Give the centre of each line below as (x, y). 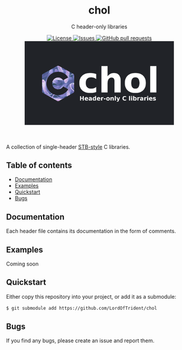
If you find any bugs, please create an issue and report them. (80, 341)
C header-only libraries (99, 27)
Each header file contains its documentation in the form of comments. (91, 231)
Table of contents (39, 165)
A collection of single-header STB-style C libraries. (68, 147)
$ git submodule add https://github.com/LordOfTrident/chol (82, 308)
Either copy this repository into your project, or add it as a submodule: (91, 296)
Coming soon (22, 264)
